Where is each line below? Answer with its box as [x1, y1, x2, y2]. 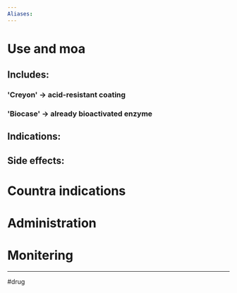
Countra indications [7, 183, 126, 199]
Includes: [7, 68, 49, 81]
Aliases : [7, 10, 33, 18]
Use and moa [7, 40, 86, 56]
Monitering [7, 248, 74, 263]
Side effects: [7, 155, 65, 167]
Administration [7, 215, 97, 232]
